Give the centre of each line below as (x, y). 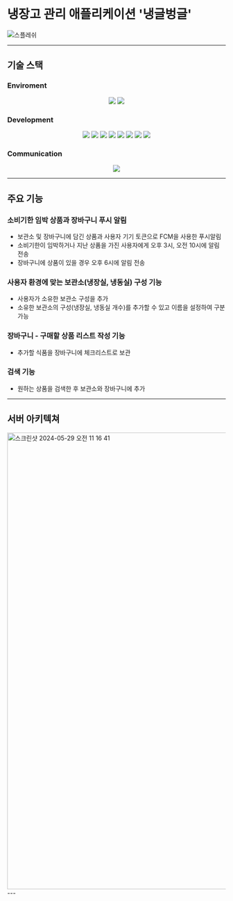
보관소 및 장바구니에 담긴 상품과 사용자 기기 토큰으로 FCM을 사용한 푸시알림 (119, 236)
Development (31, 120)
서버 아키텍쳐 (34, 419)
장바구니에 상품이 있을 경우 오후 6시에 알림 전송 (81, 262)
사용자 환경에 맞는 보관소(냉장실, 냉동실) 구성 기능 (85, 282)
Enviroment (27, 86)
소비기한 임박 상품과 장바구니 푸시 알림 (67, 220)
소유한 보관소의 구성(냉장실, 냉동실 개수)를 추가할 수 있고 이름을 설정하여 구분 (121, 307)
